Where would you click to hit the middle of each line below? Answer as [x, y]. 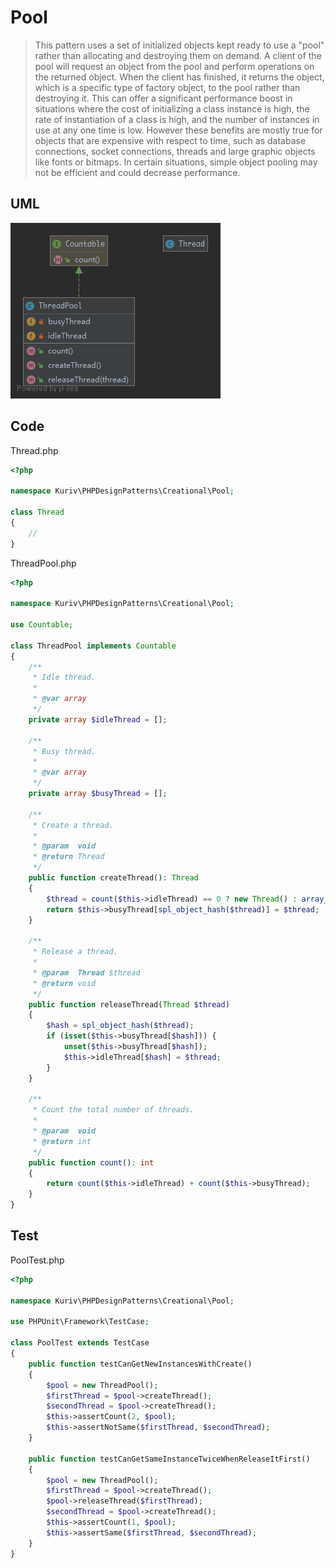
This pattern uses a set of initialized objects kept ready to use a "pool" [179, 45]
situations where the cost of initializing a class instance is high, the [172, 108]
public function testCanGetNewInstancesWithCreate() [140, 1364]
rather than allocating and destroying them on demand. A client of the [178, 55]
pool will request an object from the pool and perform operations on [174, 66]
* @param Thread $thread [86, 972]
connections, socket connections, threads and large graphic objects [175, 151]
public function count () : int [91, 1162]
